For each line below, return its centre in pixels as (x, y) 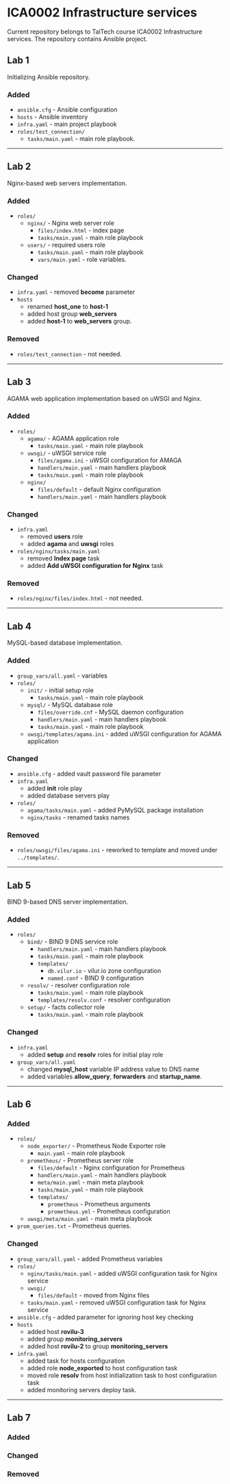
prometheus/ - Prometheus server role (80, 1161)
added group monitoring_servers (75, 1339)
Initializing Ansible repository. (49, 77)
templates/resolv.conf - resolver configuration (104, 1000)
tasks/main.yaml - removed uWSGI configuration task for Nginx (117, 1302)
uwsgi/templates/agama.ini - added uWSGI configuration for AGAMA (125, 734)
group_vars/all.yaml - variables (62, 676)
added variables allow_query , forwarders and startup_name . (115, 1076)
